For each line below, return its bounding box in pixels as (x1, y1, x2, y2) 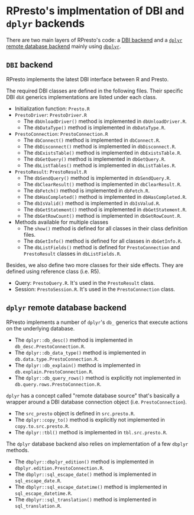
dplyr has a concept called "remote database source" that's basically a (6, 392, 180, 399)
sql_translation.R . (14, 502, 62, 509)
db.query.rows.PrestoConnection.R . (14, 380, 102, 387)
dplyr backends (6, 17, 85, 30)
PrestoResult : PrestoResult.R (14, 168, 87, 175)
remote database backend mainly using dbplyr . (6, 43, 121, 50)
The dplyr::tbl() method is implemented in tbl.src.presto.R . (14, 428, 167, 435)
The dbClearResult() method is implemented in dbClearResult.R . (23, 180, 182, 187)
